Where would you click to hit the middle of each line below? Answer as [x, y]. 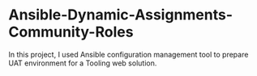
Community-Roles [71, 32]
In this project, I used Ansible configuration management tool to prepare [128, 54]
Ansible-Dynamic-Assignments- [121, 15]
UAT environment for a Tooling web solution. [83, 63]
